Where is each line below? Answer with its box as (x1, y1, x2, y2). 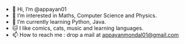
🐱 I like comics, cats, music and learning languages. (12, 24, 144, 32)
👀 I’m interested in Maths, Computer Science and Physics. (12, 12, 157, 19)
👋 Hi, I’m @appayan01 (12, 6, 67, 12)
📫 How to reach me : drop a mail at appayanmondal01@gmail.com (12, 32, 179, 38)
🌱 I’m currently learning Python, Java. (12, 18, 106, 25)
